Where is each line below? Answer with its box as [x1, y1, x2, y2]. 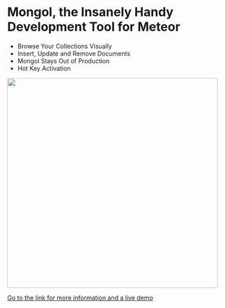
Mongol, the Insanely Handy [7, 4, 174, 20]
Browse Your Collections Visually [17, 42, 113, 50]
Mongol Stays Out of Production [17, 56, 110, 65]
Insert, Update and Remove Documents [17, 49, 131, 58]
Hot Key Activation [17, 64, 71, 72]
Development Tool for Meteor [7, 19, 181, 35]
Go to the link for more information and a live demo [7, 293, 153, 302]
